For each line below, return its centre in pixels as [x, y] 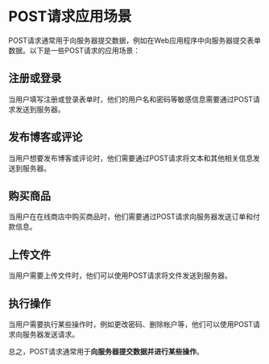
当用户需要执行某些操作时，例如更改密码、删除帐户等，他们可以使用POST [131, 324]
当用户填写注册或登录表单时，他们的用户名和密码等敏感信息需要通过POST [131, 99]
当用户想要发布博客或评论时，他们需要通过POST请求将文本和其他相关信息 [131, 158]
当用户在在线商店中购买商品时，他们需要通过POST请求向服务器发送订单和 [131, 217]
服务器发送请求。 [50, 334]
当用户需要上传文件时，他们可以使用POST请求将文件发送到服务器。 [120, 275]
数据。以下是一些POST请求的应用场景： [74, 50]
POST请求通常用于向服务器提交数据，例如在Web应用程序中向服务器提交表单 [135, 40]
